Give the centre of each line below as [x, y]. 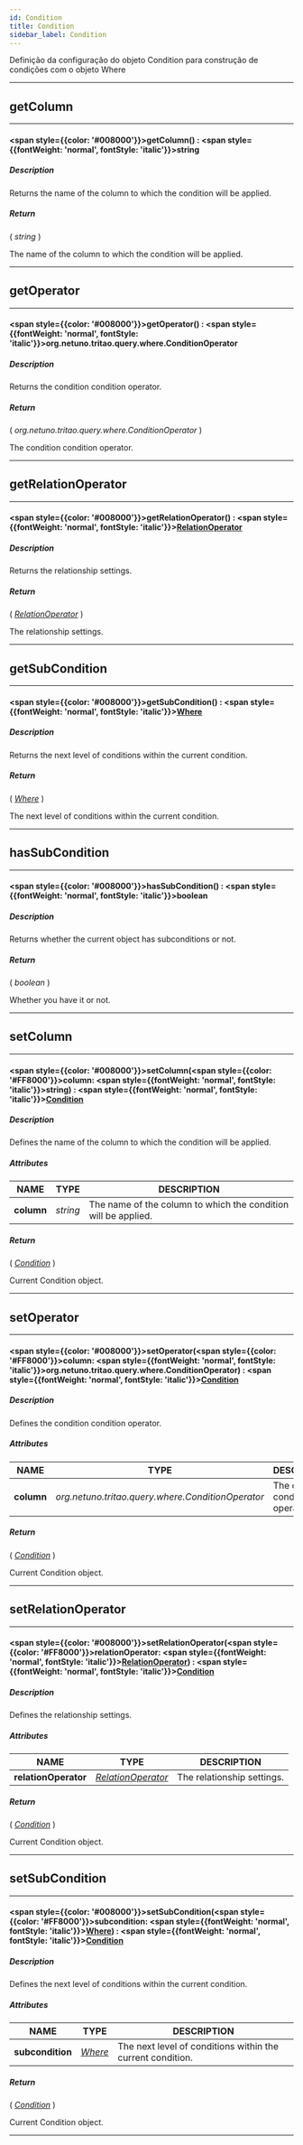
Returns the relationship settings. [71, 571]
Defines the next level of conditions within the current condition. [129, 1984]
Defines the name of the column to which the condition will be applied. [141, 1142]
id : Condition [36, 18]
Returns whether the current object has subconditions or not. [123, 939]
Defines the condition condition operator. [86, 1423]
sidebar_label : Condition [58, 34]
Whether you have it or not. [60, 1000]
